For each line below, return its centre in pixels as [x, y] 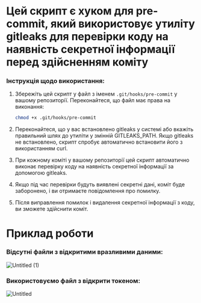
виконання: [29, 107]
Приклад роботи [50, 233]
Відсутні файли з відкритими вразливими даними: [85, 252]
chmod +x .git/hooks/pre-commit [55, 118]
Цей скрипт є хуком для [70, 11]
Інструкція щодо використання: [56, 81]
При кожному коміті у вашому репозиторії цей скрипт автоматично [102, 160]
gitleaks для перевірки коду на [87, 37]
